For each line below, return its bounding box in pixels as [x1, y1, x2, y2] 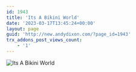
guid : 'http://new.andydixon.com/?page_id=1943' [6, 31, 131, 38]
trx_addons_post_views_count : [6, 37, 83, 43]
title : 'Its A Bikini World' [6, 15, 80, 21]
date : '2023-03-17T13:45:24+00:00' [6, 20, 96, 26]
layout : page [6, 25, 39, 32]
